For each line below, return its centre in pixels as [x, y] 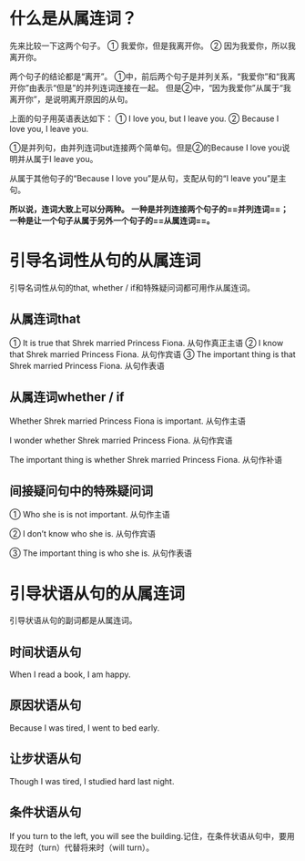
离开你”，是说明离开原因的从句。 [71, 99]
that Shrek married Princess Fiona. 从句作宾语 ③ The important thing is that [152, 354]
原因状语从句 [46, 706]
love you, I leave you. [49, 128]
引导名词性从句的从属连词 [106, 261]
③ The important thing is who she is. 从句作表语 [101, 553]
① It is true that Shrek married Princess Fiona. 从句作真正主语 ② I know [147, 343]
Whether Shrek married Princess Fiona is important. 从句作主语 [127, 421]
